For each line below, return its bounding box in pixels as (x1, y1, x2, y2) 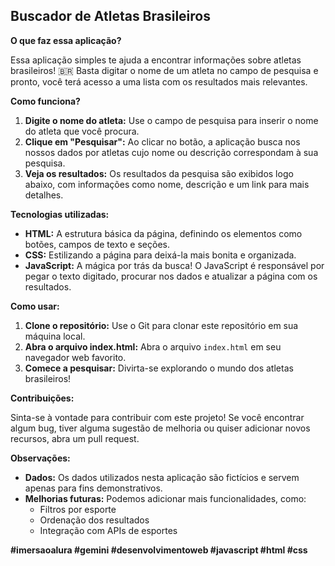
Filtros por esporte (39, 503, 117, 515)
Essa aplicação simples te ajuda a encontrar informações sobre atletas (10, 54, 302, 66)
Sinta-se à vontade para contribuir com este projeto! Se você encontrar (10, 411, 305, 423)
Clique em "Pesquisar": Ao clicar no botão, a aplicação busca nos (24, 135, 301, 148)
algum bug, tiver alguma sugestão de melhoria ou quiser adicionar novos (10, 422, 311, 434)
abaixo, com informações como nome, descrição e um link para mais (24, 178, 310, 190)
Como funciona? (10, 95, 81, 107)
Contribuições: (10, 392, 75, 404)
